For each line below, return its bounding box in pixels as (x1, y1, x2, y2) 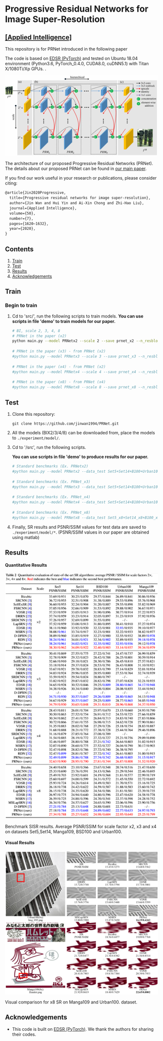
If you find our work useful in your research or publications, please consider (5, 175, 157, 181)
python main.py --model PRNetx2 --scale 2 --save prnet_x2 (12, 338, 134, 344)
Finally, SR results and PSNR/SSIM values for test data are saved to (12, 524, 147, 530)
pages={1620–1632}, (9, 221, 49, 226)
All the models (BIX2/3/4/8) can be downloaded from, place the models (12, 430, 155, 435)
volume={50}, (9, 211, 36, 216)
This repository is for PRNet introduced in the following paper (5, 46, 128, 52)
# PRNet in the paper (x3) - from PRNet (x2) (12, 349, 106, 354)
